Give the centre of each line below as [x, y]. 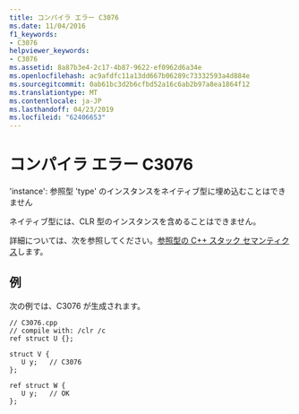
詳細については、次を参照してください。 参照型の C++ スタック [125, 241]
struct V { [30, 354]
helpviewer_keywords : [50, 51]
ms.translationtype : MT [54, 92]
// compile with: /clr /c [57, 331]
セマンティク [266, 241]
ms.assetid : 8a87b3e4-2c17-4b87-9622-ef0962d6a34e [106, 68]
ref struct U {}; [42, 338]
